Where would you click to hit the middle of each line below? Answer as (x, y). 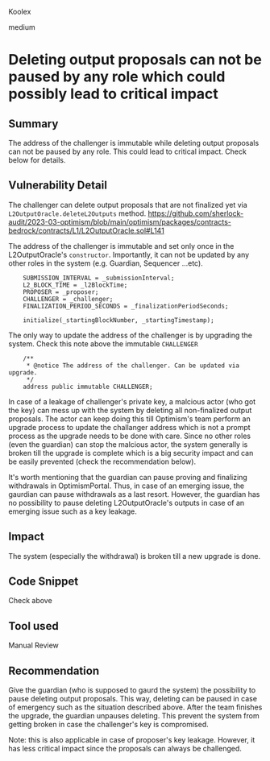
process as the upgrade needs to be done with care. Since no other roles (130, 436)
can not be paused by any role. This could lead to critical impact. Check (128, 151)
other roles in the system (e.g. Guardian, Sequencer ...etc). (106, 263)
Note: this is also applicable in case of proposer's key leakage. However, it (132, 740)
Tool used (33, 626)
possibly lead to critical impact (114, 94)
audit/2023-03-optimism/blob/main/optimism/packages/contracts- (120, 221)
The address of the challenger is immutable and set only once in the (121, 246)
